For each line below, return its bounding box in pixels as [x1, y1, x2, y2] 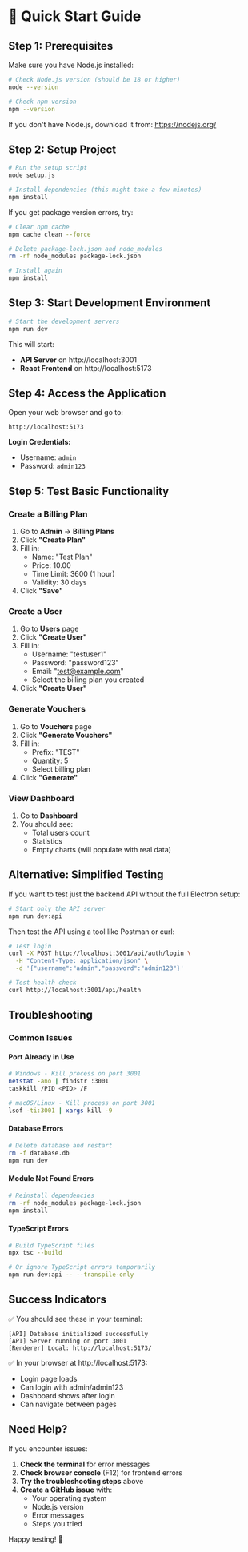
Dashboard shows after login [19, 1390, 115, 1400]
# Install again [8, 267, 62, 275]
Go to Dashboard [19, 811, 78, 820]
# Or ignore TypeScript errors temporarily [8, 1263, 156, 1271]
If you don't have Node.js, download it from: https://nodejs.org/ [8, 119, 217, 129]
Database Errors [8, 1123, 64, 1134]
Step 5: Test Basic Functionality [8, 484, 170, 498]
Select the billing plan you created [31, 675, 145, 684]
